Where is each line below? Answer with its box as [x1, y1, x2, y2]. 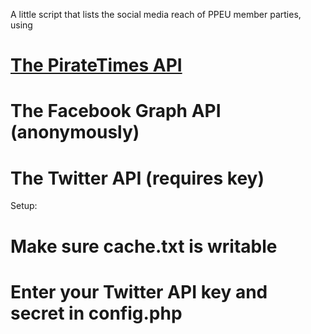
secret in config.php [10, 302, 183, 324]
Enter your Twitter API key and [10, 280, 268, 303]
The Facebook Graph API [10, 100, 222, 123]
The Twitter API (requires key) [10, 167, 265, 189]
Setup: [10, 200, 38, 212]
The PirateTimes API [10, 54, 183, 77]
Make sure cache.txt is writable [10, 235, 278, 258]
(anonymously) [10, 121, 140, 144]
